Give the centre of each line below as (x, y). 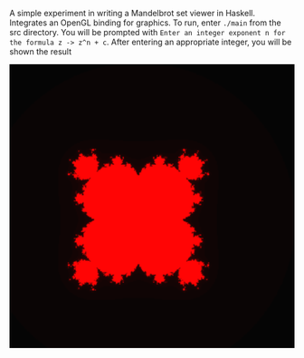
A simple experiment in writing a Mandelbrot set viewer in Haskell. (133, 13)
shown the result (41, 52)
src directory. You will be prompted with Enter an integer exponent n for (147, 32)
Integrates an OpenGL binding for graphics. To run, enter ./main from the (146, 23)
